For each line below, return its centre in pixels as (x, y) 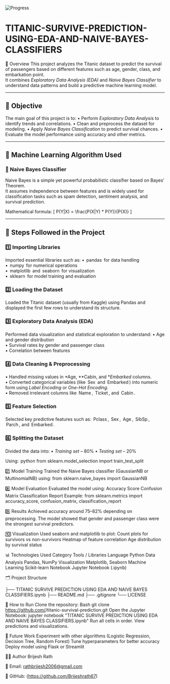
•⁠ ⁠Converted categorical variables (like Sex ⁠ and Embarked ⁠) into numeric (82, 382)
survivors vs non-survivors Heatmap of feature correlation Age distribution (83, 539)
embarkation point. (25, 74)
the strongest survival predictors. (40, 524)
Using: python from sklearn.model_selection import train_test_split (75, 461)
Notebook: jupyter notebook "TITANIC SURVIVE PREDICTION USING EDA (81, 615)
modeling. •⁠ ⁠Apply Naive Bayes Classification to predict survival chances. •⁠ (84, 129)
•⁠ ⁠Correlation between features (38, 350)
